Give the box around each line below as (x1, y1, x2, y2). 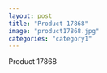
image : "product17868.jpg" (8, 27, 100, 35)
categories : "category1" (8, 34, 92, 43)
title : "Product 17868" (8, 19, 89, 28)
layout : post (8, 11, 53, 20)
